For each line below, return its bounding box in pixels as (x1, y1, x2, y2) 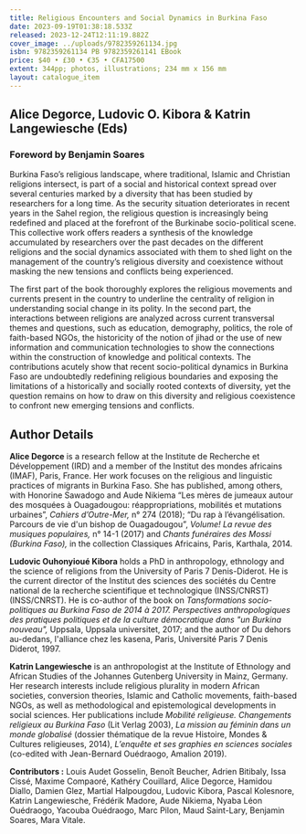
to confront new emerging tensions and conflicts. (9, 400, 195, 411)
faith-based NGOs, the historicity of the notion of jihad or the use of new (9, 333, 283, 343)
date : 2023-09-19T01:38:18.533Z (9, 22, 132, 31)
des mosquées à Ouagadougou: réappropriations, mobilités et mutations (9, 500, 282, 511)
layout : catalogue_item (9, 73, 100, 82)
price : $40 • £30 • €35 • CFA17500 (9, 56, 145, 65)
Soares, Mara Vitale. (9, 815, 86, 826)
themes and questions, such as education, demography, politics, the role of (9, 322, 294, 333)
